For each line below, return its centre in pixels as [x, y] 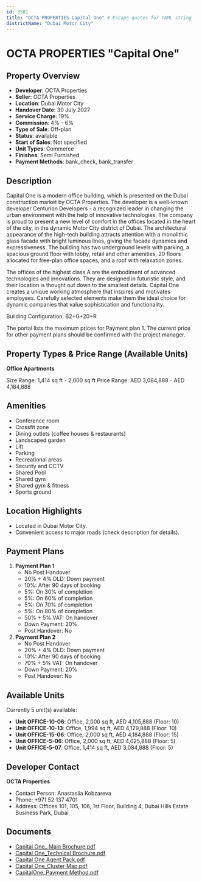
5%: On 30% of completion [58, 592]
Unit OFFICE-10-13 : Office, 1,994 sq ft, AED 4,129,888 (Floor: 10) [96, 728]
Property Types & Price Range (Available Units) [97, 354]
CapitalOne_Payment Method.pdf [57, 872]
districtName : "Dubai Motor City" [50, 23]
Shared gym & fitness [42, 485]
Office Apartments [30, 368]
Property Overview [43, 76]
